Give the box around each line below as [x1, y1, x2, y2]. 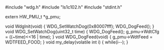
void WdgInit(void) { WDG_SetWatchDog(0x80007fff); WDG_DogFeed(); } [5, 23, 155, 29]
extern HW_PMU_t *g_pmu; [5, 14, 61, 19]
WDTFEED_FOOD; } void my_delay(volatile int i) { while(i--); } [5, 39, 128, 45]
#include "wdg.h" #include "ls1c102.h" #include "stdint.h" [5, 4, 123, 10]
